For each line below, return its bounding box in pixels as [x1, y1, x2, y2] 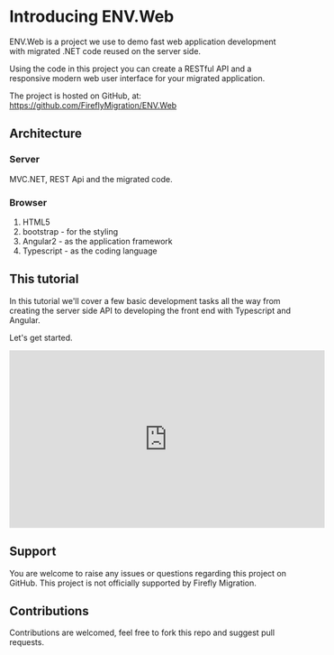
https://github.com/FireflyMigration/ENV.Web [9, 99, 177, 110]
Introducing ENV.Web [9, 6, 175, 27]
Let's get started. [9, 332, 74, 343]
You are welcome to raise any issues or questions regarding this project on [9, 567, 286, 578]
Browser [9, 196, 48, 208]
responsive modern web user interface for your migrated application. [9, 72, 266, 83]
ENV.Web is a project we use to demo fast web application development [9, 36, 276, 47]
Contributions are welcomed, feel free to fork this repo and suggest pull [9, 627, 275, 638]
